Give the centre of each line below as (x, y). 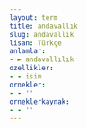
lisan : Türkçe (36, 43)
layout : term (34, 18)
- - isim (26, 77)
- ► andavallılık (42, 59)
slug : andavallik (42, 34)
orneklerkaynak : (39, 101)
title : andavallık (43, 26)
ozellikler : (31, 69)
